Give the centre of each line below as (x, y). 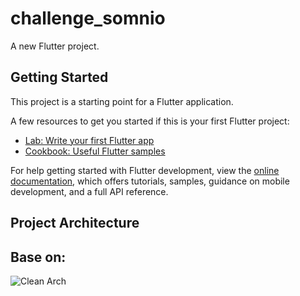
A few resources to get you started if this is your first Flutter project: (150, 121)
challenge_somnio (88, 18)
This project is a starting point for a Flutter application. (122, 101)
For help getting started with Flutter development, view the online (145, 170)
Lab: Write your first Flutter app (89, 140)
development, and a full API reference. (89, 191)
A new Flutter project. (55, 46)
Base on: (38, 257)
